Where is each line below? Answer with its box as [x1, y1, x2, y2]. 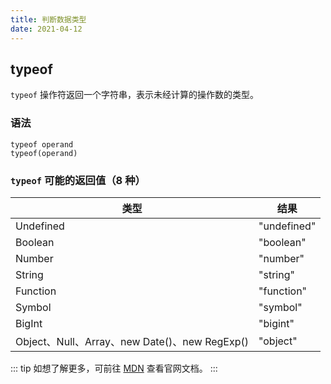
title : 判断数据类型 [10, 14, 87, 25]
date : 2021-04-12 [10, 24, 83, 34]
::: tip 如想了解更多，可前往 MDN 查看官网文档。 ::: [10, 362, 218, 374]
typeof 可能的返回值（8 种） [10, 173, 146, 187]
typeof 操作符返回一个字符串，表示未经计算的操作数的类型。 [10, 89, 259, 101]
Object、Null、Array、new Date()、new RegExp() [15, 334, 250, 348]
